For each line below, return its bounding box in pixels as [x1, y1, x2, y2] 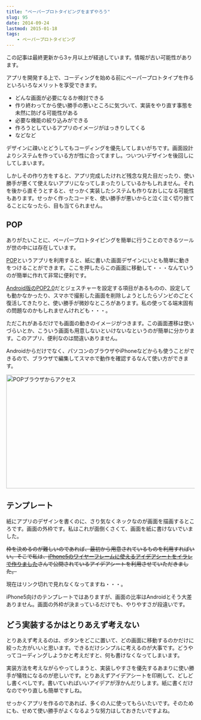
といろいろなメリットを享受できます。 [6, 81, 100, 89]
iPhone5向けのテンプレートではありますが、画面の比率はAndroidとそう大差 [6, 593, 193, 600]
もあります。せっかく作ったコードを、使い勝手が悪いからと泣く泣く [6, 195, 173, 201]
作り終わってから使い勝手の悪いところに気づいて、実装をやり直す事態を [14, 102, 193, 108]
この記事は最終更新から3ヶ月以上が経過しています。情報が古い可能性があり [6, 54, 193, 60]
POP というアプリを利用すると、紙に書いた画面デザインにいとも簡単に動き [6, 256, 190, 264]
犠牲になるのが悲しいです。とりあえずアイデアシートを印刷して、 [16, 672, 178, 679]
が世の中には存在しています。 [6, 244, 80, 251]
